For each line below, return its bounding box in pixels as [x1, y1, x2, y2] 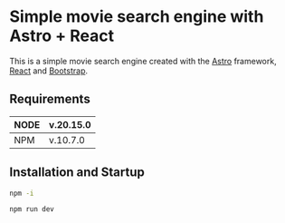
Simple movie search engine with [9, 6, 264, 27]
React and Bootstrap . [9, 65, 89, 76]
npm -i [9, 189, 34, 198]
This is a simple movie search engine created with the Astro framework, [9, 55, 278, 66]
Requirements [9, 92, 90, 107]
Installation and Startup [9, 165, 145, 180]
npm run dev [9, 205, 54, 214]
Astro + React [9, 25, 115, 46]
